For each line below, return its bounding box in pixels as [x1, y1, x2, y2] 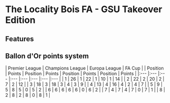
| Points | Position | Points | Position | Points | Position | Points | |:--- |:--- [5, 71, 157, 77]
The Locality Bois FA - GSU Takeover [5, 4, 162, 15]
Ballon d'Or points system [5, 52, 89, 60]
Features [5, 35, 34, 43]
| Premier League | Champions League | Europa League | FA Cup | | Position [5, 65, 164, 72]
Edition [5, 14, 36, 26]
